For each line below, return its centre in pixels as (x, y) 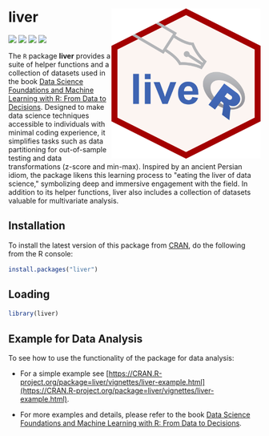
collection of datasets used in (57, 73)
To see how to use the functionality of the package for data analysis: (121, 358)
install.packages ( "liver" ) (53, 269)
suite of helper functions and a (59, 64)
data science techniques (49, 115)
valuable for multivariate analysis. (64, 200)
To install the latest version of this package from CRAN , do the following (127, 245)
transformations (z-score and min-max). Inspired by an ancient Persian (125, 166)
